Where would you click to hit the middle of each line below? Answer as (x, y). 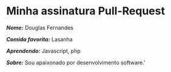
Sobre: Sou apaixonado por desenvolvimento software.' (76, 62)
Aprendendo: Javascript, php (43, 51)
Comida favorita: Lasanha (39, 39)
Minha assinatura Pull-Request (86, 11)
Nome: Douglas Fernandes (40, 28)
